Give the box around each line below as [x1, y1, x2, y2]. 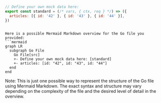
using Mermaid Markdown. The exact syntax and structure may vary [5, 83, 142, 89]
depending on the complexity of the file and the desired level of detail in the [5, 88, 157, 94]
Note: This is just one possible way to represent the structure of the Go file [5, 78, 154, 84]
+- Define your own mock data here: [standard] [14, 56, 112, 61]
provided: [5, 35, 25, 40]
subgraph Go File [9, 48, 45, 53]
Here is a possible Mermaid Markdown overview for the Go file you [5, 31, 145, 36]
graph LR [5, 44, 23, 49]
